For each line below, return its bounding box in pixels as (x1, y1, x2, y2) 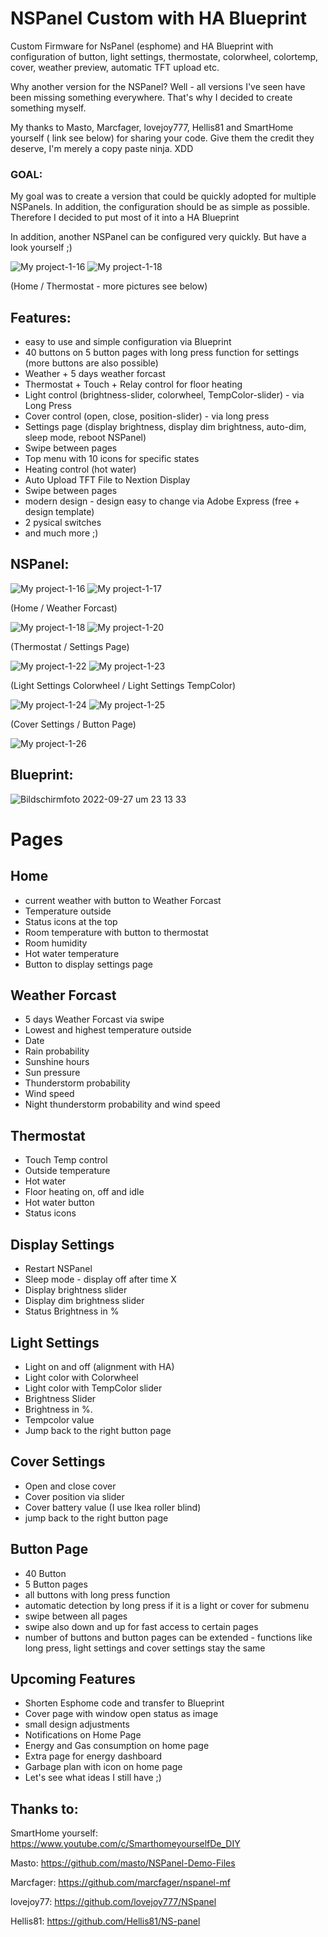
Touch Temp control (24, 1154, 108, 1166)
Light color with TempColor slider (24, 1382, 163, 1394)
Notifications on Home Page (24, 1729, 142, 1741)
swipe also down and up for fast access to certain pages (24, 1620, 259, 1632)
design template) (24, 506, 95, 518)
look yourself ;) (10, 242, 73, 254)
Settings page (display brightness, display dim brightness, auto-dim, (24, 421, 307, 433)
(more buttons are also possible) (24, 357, 159, 369)
